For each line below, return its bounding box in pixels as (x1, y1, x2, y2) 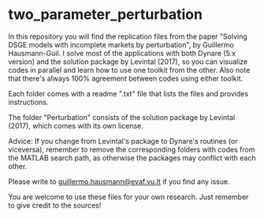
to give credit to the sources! (8, 200, 102, 210)
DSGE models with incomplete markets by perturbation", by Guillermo (8, 39, 235, 49)
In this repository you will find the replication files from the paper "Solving (8, 32, 248, 41)
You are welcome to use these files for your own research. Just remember (8, 192, 249, 201)
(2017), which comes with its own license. (8, 121, 144, 130)
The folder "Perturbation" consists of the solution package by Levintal (8, 112, 236, 122)
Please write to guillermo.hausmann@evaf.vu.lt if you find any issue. (8, 176, 230, 186)
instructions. (8, 97, 49, 107)
